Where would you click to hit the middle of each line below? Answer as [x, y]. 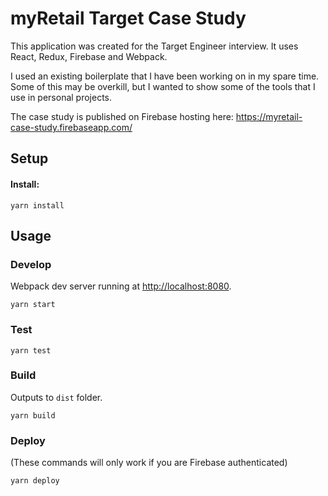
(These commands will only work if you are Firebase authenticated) [149, 463]
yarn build [33, 415]
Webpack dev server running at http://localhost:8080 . [121, 286]
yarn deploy [35, 481]
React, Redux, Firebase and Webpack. [89, 56]
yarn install [37, 205]
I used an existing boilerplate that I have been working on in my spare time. [165, 76]
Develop [31, 264]
